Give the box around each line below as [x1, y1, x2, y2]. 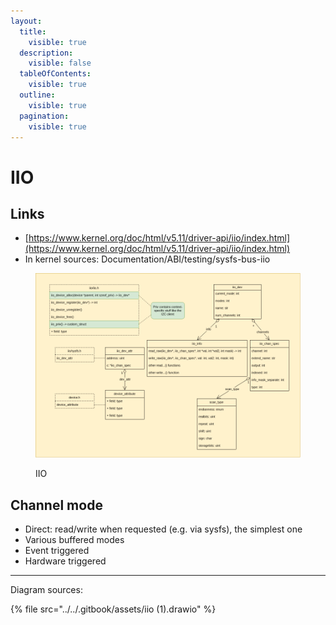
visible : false [28, 58, 92, 69]
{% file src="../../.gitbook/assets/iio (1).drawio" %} [10, 603, 217, 615]
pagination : [19, 111, 70, 121]
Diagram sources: [10, 584, 83, 596]
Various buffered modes [24, 534, 125, 546]
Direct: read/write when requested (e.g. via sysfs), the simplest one [24, 523, 303, 535]
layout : [10, 16, 43, 26]
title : [19, 26, 47, 37]
